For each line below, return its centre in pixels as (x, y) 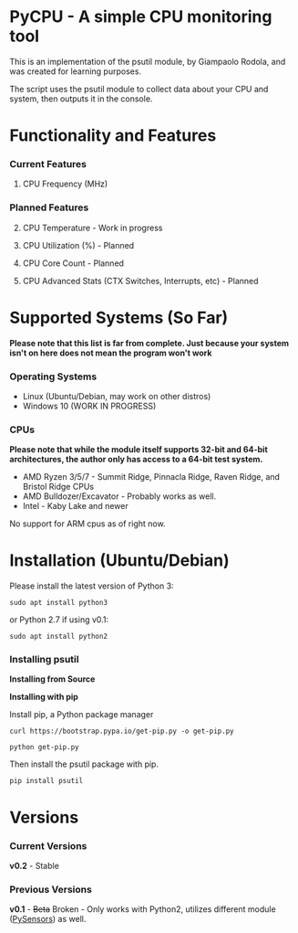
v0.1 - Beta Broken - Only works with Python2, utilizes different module (143, 909)
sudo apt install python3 (58, 603)
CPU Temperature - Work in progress (92, 228)
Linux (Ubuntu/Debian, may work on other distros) (117, 396)
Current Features (48, 164)
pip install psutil (46, 781)
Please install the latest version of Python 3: (92, 586)
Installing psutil (44, 660)
